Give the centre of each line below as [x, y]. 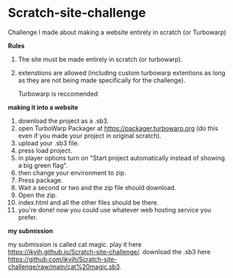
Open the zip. [38, 195]
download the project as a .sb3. [63, 121]
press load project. [45, 150]
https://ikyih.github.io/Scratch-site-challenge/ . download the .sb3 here [110, 251]
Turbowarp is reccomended [58, 94]
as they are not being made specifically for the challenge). [102, 80]
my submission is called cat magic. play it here [75, 244]
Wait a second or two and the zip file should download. [97, 187]
